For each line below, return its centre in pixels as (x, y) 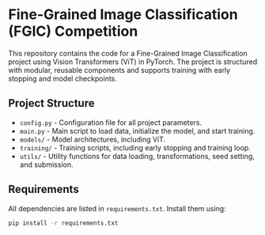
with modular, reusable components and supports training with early (119, 70)
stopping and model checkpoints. (62, 78)
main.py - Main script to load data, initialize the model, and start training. (137, 131)
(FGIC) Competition (73, 31)
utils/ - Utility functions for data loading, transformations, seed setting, (137, 156)
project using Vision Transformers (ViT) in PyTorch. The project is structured (133, 62)
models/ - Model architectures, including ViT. (93, 139)
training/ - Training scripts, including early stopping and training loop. (135, 147)
